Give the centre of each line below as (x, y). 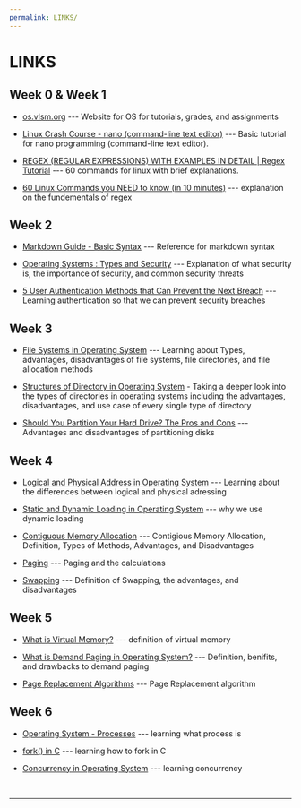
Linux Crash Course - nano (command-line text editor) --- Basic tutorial (154, 133)
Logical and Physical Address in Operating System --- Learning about (151, 482)
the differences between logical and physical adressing (124, 492)
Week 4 (31, 461)
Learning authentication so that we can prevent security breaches (144, 300)
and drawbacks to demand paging (86, 666)
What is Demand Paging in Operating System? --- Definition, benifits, (150, 657)
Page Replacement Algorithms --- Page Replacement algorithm (139, 683)
